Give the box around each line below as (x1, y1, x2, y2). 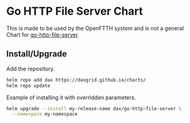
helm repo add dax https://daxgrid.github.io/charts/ (6, 76, 147, 83)
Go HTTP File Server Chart (6, 4, 144, 18)
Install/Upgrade (6, 49, 67, 59)
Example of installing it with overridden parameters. (6, 94, 136, 101)
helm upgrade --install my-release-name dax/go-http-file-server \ (6, 105, 182, 111)
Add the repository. (6, 65, 55, 72)
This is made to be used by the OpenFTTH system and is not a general (6, 24, 185, 32)
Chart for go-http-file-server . (6, 31, 79, 38)
